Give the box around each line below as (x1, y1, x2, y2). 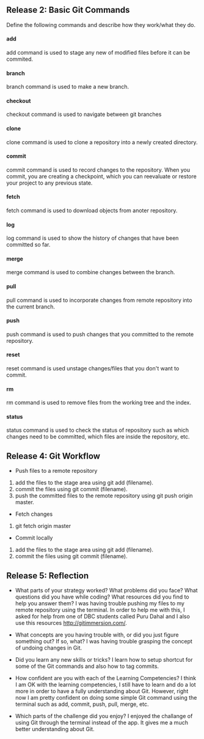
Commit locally (15, 534, 53, 542)
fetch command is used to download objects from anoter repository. (6, 207, 178, 214)
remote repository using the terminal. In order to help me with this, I (15, 607, 185, 614)
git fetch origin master (15, 523, 71, 530)
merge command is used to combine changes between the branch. (6, 269, 175, 276)
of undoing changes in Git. (15, 644, 82, 652)
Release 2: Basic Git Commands (6, 5, 130, 15)
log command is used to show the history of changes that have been (6, 234, 179, 242)
